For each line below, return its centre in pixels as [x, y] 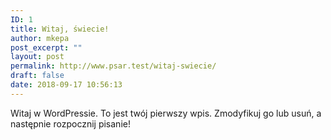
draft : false [37, 76]
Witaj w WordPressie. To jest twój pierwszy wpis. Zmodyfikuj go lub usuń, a [166, 113]
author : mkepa [40, 38]
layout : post [37, 57]
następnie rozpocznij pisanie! [70, 123]
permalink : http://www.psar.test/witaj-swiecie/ [113, 66]
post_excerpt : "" [46, 47]
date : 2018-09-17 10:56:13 [66, 85]
